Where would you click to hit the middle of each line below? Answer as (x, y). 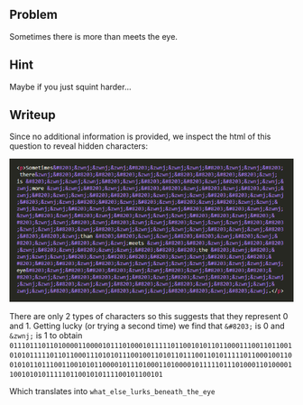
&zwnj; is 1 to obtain (46, 335)
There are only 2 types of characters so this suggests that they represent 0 (149, 316)
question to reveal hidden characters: (79, 146)
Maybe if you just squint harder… (71, 87)
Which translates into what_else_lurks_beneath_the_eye (112, 391)
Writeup (32, 115)
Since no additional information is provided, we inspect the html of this (140, 137)
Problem (34, 15)
